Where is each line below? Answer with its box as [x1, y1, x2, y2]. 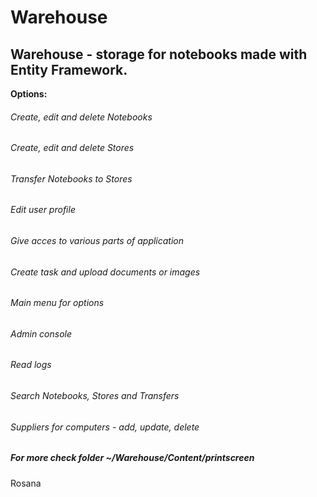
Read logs [10, 359, 52, 371]
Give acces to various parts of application [10, 235, 185, 247]
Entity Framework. [10, 61, 128, 78]
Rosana [10, 477, 42, 489]
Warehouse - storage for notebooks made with [10, 46, 308, 63]
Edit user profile [10, 204, 76, 216]
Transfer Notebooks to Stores [10, 172, 133, 185]
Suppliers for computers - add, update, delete [10, 421, 200, 433]
